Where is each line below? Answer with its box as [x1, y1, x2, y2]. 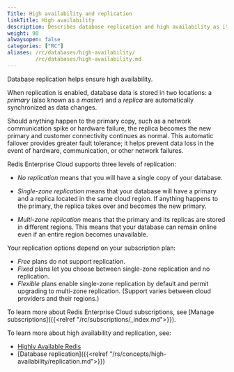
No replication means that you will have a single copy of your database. [17, 173, 223, 181]
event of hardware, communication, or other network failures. [7, 146, 184, 154]
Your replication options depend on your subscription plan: [7, 244, 176, 252]
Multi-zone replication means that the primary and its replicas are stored [17, 215, 226, 223]
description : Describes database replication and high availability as [7, 23, 219, 30]
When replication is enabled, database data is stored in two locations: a [7, 88, 212, 96]
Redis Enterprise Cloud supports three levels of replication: [7, 160, 176, 168]
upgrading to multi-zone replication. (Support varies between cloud [17, 287, 211, 295]
